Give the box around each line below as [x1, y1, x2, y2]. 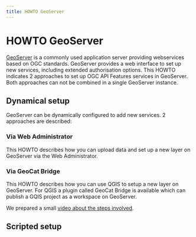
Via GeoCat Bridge [6, 167, 60, 175]
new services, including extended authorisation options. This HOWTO [6, 66, 176, 73]
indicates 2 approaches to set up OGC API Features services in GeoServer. [6, 72, 188, 80]
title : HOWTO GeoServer [6, 8, 65, 15]
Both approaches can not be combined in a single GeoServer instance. [6, 79, 178, 86]
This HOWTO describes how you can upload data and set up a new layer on [6, 146, 191, 153]
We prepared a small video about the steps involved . [6, 204, 134, 212]
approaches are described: [6, 118, 72, 125]
